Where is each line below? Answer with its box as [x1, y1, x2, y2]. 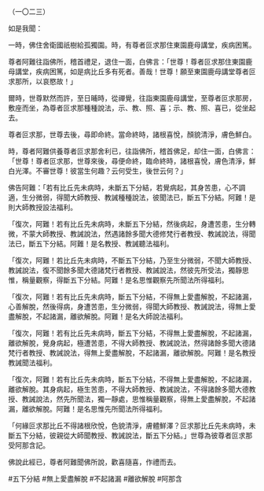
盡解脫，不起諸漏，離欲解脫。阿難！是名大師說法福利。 [8, 312, 187, 321]
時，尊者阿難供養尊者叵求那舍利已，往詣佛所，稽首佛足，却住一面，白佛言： [8, 146, 256, 156]
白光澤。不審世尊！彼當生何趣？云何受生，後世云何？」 [8, 166, 187, 175]
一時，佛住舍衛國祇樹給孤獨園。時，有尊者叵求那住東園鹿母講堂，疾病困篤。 [8, 40, 256, 50]
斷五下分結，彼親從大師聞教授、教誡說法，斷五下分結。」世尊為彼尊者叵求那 [8, 431, 253, 440]
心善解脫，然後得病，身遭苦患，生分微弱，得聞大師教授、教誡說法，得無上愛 [8, 302, 256, 311]
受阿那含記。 [8, 441, 49, 450]
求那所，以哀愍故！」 [8, 77, 77, 86]
